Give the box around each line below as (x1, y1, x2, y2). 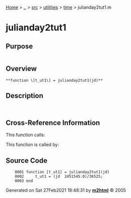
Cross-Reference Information (6, 118, 100, 127)
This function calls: (6, 132, 45, 138)
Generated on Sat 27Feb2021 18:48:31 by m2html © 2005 (6, 187, 126, 193)
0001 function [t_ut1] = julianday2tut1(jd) (15, 170, 110, 175)
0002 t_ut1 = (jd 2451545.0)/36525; (15, 174, 103, 179)
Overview (6, 64, 37, 73)
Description (6, 92, 43, 100)
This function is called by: (6, 142, 59, 148)
